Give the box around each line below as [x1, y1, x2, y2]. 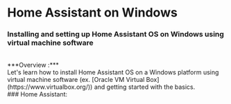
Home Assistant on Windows [7, 5, 178, 21]
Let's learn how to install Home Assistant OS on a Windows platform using [7, 68, 219, 76]
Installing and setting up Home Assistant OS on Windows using [7, 30, 224, 39]
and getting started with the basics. [94, 83, 196, 91]
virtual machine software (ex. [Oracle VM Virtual [7, 76, 145, 84]
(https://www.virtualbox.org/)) [7, 83, 93, 91]
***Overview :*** [7, 61, 59, 70]
